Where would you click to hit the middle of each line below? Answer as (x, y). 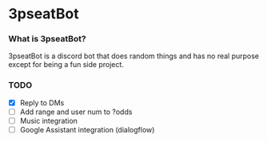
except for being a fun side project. (66, 65)
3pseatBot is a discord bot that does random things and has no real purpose (134, 56)
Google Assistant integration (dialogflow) (87, 129)
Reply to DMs (42, 103)
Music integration (49, 120)
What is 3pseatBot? (47, 39)
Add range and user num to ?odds (76, 112)
